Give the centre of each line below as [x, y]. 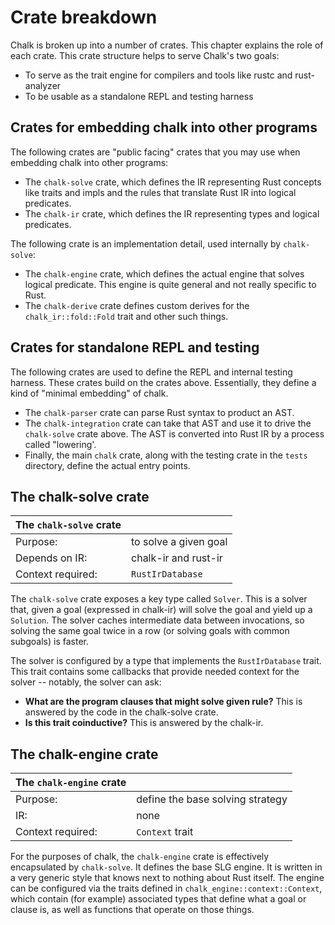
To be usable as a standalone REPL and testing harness [139, 96]
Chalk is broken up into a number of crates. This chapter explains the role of [167, 45]
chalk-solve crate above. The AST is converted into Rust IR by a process [174, 433]
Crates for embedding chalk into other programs [164, 127]
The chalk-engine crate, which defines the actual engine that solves [164, 273]
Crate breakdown [84, 17]
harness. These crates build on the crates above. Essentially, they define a [163, 382]
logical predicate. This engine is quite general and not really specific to [170, 284]
